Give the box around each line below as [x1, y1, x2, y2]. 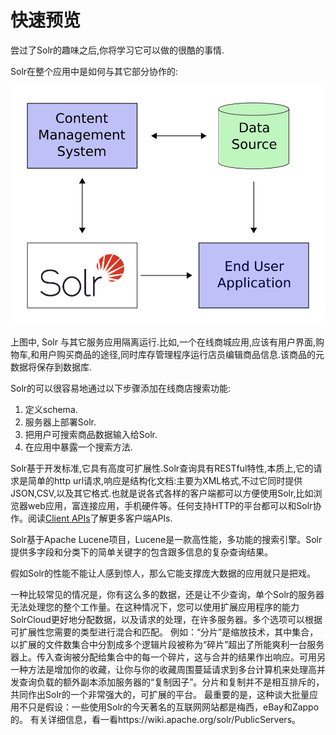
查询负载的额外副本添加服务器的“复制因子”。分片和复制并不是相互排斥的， [18, 676, 325, 688]
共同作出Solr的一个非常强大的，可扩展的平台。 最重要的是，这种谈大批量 [10, 689, 310, 701]
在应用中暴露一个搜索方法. [24, 441, 133, 453]
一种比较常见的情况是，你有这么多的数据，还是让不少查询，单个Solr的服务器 [10, 589, 325, 601]
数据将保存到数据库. [10, 361, 93, 373]
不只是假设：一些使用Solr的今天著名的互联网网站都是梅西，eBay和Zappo [18, 701, 320, 713]
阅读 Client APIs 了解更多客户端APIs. [27, 512, 173, 525]
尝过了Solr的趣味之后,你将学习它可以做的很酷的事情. [10, 44, 225, 56]
